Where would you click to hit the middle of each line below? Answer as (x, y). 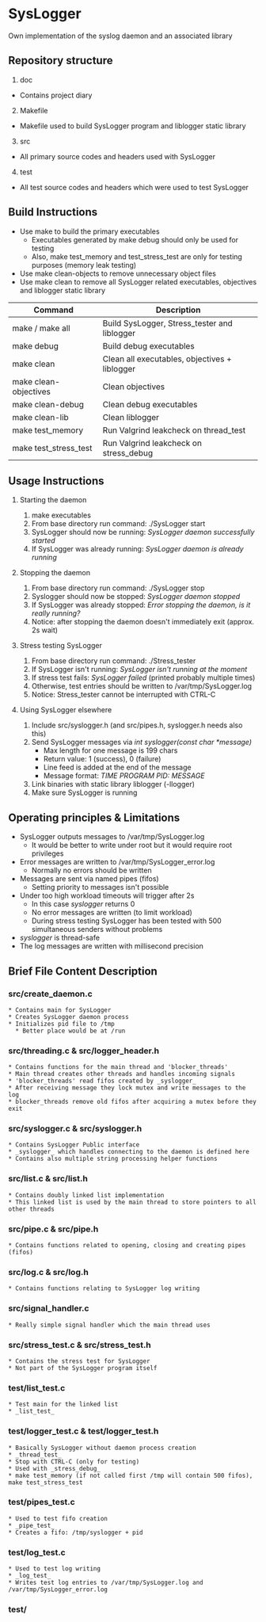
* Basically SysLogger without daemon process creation (102, 1448)
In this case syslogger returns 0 (83, 904)
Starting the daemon (53, 500)
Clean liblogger (131, 417)
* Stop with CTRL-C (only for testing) (74, 1462)
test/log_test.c (37, 1552)
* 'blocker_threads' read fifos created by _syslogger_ (102, 1081)
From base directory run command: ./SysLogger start (118, 524)
